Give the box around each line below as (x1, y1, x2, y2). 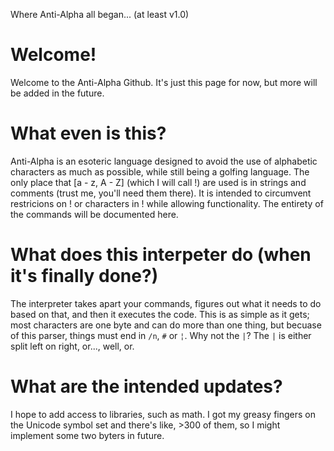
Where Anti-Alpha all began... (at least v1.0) (10, 9, 190, 20)
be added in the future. (10, 87, 105, 99)
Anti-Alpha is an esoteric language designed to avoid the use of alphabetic (10, 155, 318, 167)
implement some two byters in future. (10, 429, 165, 441)
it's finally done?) (10, 265, 159, 288)
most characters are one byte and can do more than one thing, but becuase (10, 319, 322, 331)
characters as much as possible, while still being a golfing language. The (10, 165, 310, 178)
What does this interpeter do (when (10, 244, 312, 266)
